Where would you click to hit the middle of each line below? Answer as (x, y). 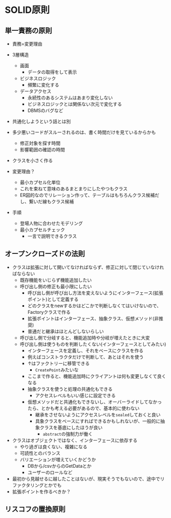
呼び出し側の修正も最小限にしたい (56, 286)
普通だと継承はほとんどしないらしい (66, 331)
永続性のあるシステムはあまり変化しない (70, 98)
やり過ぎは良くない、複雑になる (54, 447)
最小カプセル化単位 (40, 182)
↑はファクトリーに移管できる (59, 363)
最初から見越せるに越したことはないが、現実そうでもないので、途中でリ (88, 479)
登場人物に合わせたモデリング (51, 223)
